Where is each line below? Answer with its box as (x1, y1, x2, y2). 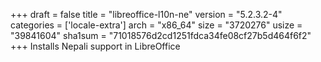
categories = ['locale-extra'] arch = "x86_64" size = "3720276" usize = (10, 19, 303, 31)
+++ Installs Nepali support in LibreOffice (10, 40, 181, 52)
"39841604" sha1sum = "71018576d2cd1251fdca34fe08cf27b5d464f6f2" (10, 30, 312, 41)
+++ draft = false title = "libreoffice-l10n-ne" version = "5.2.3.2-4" (10, 9, 283, 20)
